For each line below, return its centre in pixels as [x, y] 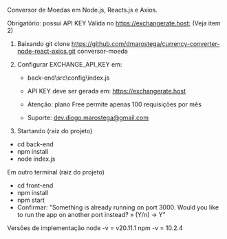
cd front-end [35, 185]
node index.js [36, 159]
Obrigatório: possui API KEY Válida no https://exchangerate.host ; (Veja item [114, 23]
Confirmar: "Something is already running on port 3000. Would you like [118, 207]
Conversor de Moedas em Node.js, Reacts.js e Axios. [83, 10]
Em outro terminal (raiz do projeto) [56, 172]
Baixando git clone [43, 44]
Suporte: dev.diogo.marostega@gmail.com [88, 117]
